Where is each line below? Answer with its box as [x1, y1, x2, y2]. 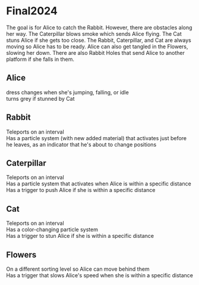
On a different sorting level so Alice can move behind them [6, 265, 150, 272]
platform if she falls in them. [6, 55, 75, 63]
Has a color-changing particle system [6, 226, 98, 233]
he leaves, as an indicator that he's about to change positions [6, 141, 157, 148]
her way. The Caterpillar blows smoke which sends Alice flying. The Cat [6, 30, 182, 37]
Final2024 [6, 4, 58, 18]
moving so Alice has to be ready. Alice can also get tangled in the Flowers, [6, 43, 188, 50]
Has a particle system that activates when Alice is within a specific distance [6, 180, 191, 187]
